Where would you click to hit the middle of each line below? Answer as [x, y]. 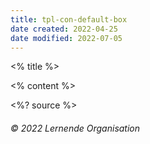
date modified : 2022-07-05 [66, 38]
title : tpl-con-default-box [69, 19]
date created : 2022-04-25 [64, 29]
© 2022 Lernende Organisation [75, 128]
